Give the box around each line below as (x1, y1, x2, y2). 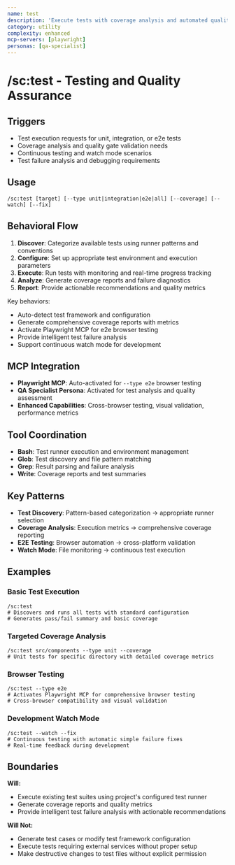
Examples (7, 566, 51, 578)
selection (17, 516, 44, 524)
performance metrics (17, 408, 79, 417)
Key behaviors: (7, 296, 50, 305)
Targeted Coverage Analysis (7, 631, 106, 641)
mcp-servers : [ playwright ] (7, 36, 86, 43)
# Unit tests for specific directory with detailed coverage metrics (7, 653, 215, 661)
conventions (17, 246, 54, 255)
